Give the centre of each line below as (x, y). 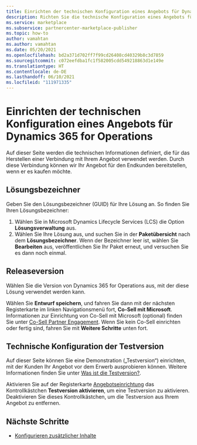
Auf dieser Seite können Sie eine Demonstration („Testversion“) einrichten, (96, 360)
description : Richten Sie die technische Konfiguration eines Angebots (95, 17)
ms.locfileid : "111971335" (39, 83)
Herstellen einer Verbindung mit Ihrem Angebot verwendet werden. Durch (95, 159)
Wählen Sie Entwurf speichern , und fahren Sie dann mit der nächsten (90, 303)
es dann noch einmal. (40, 252)
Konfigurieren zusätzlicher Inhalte (55, 436)
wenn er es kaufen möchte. (39, 171)
